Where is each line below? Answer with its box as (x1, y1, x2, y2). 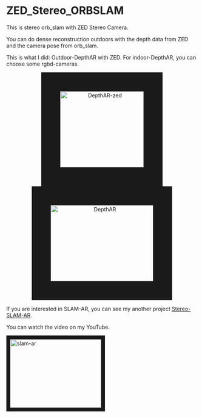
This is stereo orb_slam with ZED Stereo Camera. (6, 24, 129, 31)
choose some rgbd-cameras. (6, 60, 79, 67)
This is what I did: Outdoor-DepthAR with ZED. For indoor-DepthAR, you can (6, 53, 196, 61)
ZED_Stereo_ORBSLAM (6, 4, 124, 18)
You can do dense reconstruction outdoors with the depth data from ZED (6, 35, 189, 43)
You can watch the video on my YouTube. (6, 323, 110, 331)
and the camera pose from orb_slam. (6, 42, 99, 49)
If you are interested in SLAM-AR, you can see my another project (6, 305, 171, 312)
